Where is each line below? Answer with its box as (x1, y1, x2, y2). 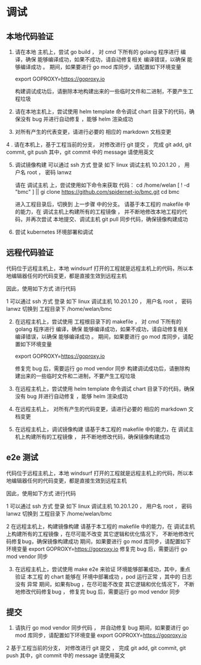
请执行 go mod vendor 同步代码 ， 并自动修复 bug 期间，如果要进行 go (14, 624, 190, 631)
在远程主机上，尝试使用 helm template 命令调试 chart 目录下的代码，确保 (14, 385, 195, 392)
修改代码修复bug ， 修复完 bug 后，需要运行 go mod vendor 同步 (20, 588, 181, 595)
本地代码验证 (6, 31, 54, 41)
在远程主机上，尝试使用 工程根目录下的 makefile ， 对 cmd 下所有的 (14, 317, 182, 325)
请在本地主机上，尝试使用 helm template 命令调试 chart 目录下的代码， (14, 108, 190, 115)
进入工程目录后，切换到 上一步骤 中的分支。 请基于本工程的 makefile (14, 200, 184, 208)
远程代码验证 (6, 247, 54, 258)
